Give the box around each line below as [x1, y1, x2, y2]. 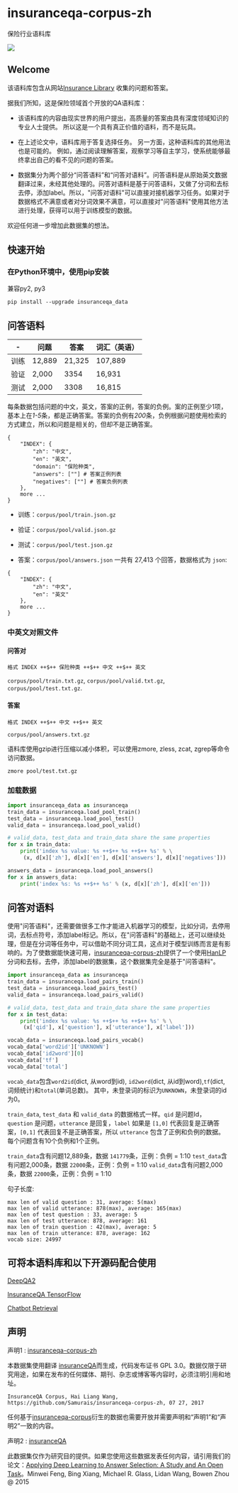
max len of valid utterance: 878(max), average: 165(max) [7, 1205, 182, 1212]
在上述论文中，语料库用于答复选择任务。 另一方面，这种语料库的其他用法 [17, 137, 231, 146]
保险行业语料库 [7, 29, 51, 38]
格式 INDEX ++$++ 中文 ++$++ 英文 [7, 719, 103, 726]
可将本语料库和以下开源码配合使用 [7, 1257, 157, 1269]
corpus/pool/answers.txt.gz [7, 731, 91, 738]
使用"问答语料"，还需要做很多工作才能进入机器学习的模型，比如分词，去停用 [7, 922, 231, 930]
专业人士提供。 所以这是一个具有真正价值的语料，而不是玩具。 [17, 122, 200, 131]
